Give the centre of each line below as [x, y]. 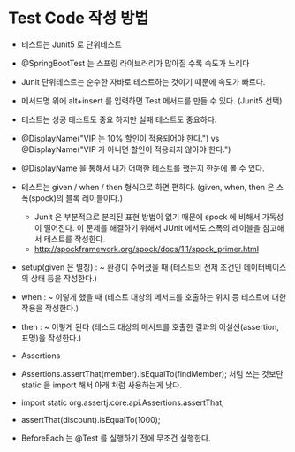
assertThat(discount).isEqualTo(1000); [91, 419]
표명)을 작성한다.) [51, 338]
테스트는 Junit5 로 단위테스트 [72, 44]
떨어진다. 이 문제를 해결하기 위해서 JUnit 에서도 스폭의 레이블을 [152, 227]
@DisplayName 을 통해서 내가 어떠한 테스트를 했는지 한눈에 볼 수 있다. [143, 168]
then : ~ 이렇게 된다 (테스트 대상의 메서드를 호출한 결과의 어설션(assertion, [150, 326]
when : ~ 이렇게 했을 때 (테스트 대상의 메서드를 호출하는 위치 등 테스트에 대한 [154, 296]
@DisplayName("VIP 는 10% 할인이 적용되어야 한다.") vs [120, 138]
